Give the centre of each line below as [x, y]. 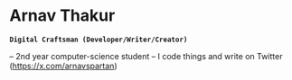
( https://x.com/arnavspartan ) [63, 66]
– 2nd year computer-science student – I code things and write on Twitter [146, 56]
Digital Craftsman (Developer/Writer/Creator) [99, 40]
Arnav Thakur [62, 16]
